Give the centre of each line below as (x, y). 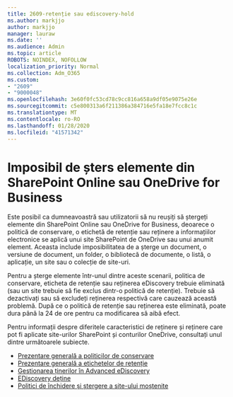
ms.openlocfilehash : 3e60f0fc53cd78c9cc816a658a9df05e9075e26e (102, 100)
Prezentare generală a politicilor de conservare (85, 356)
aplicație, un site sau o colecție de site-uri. (69, 262)
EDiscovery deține (44, 379)
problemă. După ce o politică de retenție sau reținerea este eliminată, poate (117, 306)
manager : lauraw (31, 34)
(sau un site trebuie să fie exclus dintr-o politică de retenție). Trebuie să (111, 291)
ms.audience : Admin (36, 47)
